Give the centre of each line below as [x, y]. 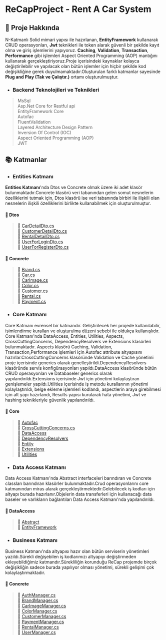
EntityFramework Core [40, 112]
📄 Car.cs [26, 275]
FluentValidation [34, 122]
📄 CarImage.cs [33, 280]
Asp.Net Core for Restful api [46, 106]
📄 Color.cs [28, 286]
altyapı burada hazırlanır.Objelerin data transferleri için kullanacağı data [78, 494]
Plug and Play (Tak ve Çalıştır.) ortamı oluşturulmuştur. [62, 77]
